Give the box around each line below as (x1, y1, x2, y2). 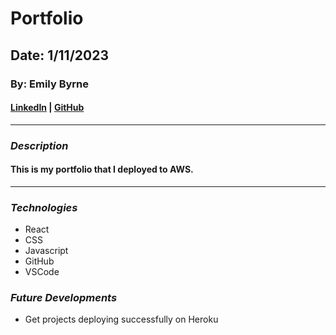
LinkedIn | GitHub (10, 102, 85, 114)
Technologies (10, 200, 78, 214)
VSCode (24, 266, 60, 278)
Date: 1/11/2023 (10, 47, 109, 64)
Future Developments (10, 291, 118, 305)
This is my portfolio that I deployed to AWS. (10, 163, 194, 176)
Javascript (24, 245, 69, 257)
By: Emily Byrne (10, 77, 90, 91)
